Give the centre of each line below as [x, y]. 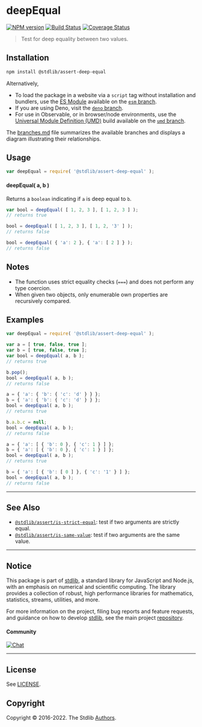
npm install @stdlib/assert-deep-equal [56, 72]
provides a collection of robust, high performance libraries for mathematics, [100, 593]
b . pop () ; [17, 372]
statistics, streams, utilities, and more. [53, 600]
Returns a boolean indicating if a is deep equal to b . [69, 198]
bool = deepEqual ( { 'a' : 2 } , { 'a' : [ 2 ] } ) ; [70, 243]
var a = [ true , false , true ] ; [47, 344]
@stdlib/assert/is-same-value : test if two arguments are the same [97, 535]
